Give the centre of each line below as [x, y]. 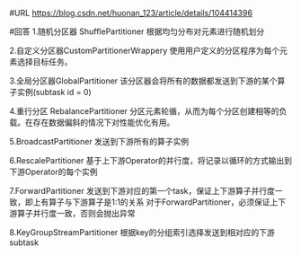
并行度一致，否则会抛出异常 [84, 213]
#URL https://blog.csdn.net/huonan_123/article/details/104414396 [131, 13]
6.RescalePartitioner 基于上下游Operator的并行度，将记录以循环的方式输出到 [151, 160]
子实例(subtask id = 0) [50, 92]
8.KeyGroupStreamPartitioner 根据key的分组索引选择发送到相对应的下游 [142, 232]
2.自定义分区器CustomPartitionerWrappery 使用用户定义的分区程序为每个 [145, 50]
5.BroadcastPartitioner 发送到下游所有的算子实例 [99, 141]
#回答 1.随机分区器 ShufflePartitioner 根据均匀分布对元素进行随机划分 [137, 31]
